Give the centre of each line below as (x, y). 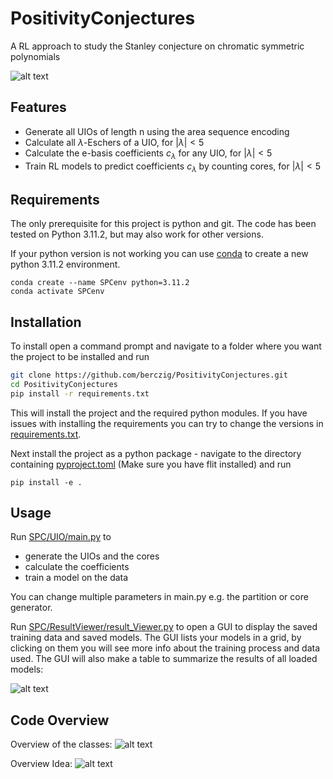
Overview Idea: (41, 764)
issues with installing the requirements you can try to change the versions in (167, 423)
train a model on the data (76, 578)
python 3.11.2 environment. (65, 264)
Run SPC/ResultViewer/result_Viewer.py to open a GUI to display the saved (164, 627)
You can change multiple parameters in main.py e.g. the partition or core (159, 597)
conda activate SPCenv (57, 292)
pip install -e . (46, 482)
